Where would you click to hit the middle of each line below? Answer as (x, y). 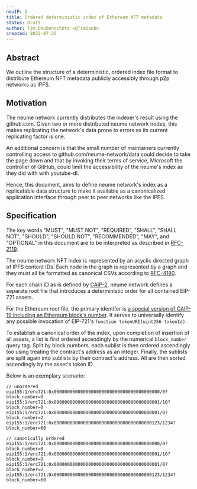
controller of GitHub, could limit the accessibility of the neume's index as (95, 167)
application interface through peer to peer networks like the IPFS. (86, 197)
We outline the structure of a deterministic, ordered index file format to (92, 72)
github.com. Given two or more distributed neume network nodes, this (92, 124)
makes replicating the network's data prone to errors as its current (87, 130)
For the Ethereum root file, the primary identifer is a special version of (91, 308)
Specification (31, 216)
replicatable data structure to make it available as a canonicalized (86, 191)
